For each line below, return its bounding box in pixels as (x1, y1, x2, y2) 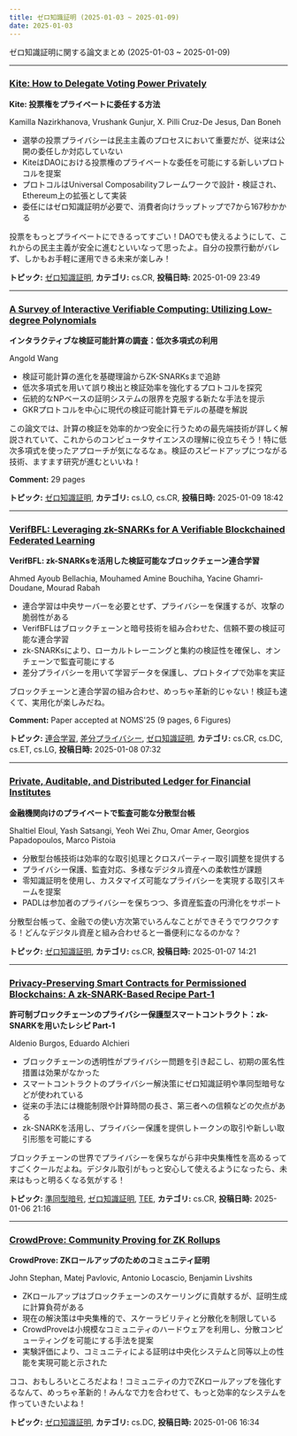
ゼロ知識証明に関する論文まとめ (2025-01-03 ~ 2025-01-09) (9, 46, 231, 58)
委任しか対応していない (37, 145, 124, 156)
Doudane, (9, 583, 45, 593)
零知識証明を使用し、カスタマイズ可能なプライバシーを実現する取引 (21, 875, 270, 885)
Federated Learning (9, 535, 95, 547)
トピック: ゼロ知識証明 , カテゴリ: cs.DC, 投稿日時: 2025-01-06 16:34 (9, 1417, 260, 1428)
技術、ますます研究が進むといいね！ (9, 457, 141, 467)
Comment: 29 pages (9, 475, 86, 485)
